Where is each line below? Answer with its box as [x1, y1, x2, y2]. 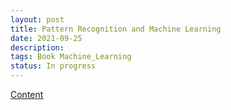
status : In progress [10, 61, 97, 71]
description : [10, 42, 65, 53]
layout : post [10, 14, 65, 25]
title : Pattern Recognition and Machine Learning [10, 24, 222, 34]
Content [10, 89, 44, 100]
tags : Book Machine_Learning [10, 52, 132, 62]
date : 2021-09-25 [10, 33, 83, 43]
